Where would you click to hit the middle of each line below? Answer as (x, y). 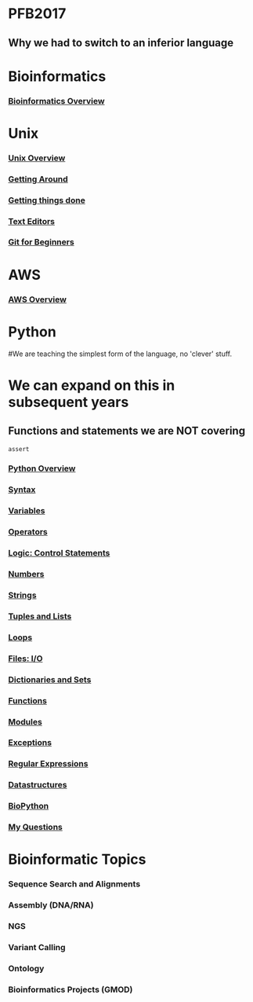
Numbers (26, 574)
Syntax (22, 490)
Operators (28, 532)
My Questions (35, 828)
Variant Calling (37, 947)
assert (19, 449)
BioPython (29, 806)
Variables (27, 511)
